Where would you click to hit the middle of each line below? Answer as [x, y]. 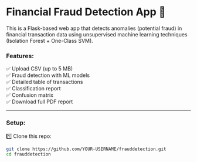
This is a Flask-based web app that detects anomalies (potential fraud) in [94, 28]
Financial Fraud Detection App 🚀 [86, 12]
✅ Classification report [33, 89]
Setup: [16, 123]
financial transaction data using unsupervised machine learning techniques [97, 34]
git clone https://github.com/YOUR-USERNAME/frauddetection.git [86, 149]
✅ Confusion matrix [30, 95]
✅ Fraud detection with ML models [48, 75]
